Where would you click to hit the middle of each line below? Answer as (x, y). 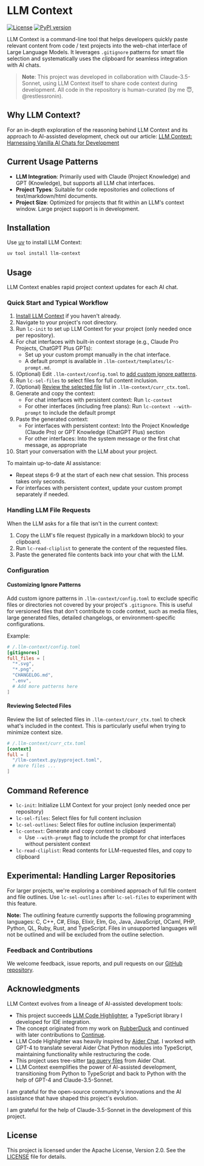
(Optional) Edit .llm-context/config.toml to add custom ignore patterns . (106, 374)
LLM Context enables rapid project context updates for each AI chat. (93, 287)
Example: (19, 636)
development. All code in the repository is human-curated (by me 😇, (107, 89)
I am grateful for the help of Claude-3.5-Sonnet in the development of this (99, 1110)
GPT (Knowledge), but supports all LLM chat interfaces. (85, 183)
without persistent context (57, 844)
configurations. (26, 624)
